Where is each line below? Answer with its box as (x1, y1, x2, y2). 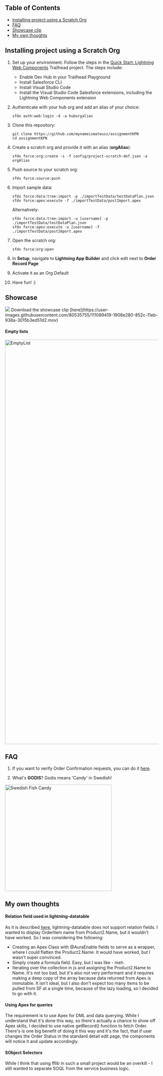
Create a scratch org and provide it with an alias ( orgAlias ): (12, 144, 131, 150)
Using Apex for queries (5, 1002, 53, 1007)
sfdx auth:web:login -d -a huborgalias (12, 113, 93, 118)
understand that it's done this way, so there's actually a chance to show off (5, 1018, 156, 1024)
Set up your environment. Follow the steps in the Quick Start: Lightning (12, 59, 154, 65)
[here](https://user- (70, 307, 109, 313)
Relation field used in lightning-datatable (5, 913, 90, 919)
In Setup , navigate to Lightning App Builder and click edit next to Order (12, 255, 157, 261)
